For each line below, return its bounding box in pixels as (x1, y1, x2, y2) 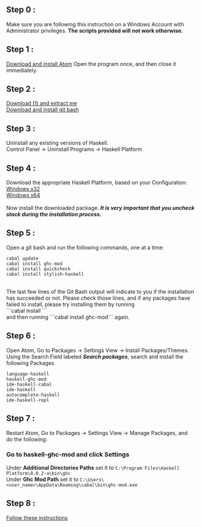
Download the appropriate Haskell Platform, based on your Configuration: (6, 179, 187, 186)
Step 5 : (6, 228, 36, 238)
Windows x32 (6, 185, 40, 193)
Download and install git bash (6, 106, 79, 113)
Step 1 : (6, 44, 34, 54)
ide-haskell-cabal (6, 381, 52, 388)
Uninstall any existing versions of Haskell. (6, 139, 109, 147)
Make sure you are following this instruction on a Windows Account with (6, 20, 184, 28)
